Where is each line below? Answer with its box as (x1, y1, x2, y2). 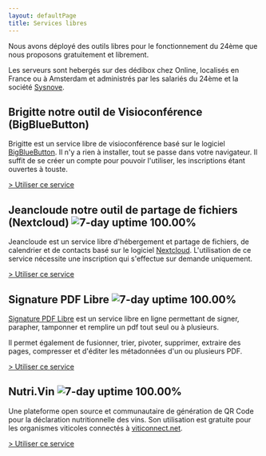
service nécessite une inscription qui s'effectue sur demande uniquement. (8, 254, 253, 264)
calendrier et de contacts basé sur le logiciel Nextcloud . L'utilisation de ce (8, 246, 252, 255)
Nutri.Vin (8, 385, 55, 398)
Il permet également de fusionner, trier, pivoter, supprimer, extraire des (8, 338, 241, 347)
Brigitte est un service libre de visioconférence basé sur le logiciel (8, 139, 225, 149)
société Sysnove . (8, 82, 66, 92)
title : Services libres (8, 19, 88, 27)
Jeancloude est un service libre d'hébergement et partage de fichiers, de (8, 237, 249, 246)
